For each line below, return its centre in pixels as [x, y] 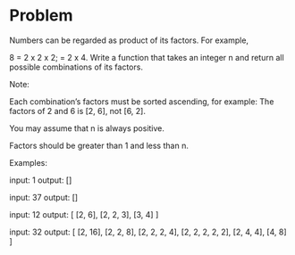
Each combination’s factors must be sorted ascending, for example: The [142, 101]
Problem [41, 16]
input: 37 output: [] [44, 197]
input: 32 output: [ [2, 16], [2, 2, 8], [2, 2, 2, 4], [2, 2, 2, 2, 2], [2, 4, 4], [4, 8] [148, 232]
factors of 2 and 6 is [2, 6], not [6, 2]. [77, 111]
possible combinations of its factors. [76, 67]
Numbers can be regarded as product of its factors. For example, [129, 40]
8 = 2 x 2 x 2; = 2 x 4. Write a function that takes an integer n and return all [147, 57]
